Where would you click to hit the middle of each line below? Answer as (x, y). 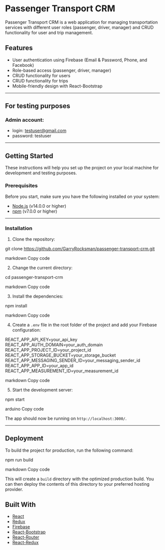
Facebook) (23, 65)
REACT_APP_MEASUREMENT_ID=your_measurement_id (62, 371)
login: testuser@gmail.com (39, 131)
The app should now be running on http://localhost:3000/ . (66, 418)
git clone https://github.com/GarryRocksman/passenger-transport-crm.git (80, 248)
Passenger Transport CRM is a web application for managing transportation (82, 22)
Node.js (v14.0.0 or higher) (39, 206)
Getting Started (29, 156)
